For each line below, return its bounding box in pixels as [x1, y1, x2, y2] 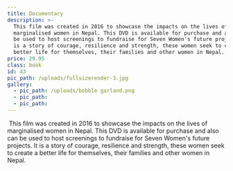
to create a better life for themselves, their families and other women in [7, 148, 210, 156]
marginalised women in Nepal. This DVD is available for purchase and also [7, 126, 220, 135]
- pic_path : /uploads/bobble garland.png [13, 87, 135, 94]
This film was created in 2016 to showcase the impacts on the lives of [8, 119, 208, 127]
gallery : [7, 81, 33, 88]
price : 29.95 [7, 55, 45, 62]
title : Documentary [7, 10, 64, 17]
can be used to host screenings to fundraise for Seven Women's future [7, 134, 210, 142]
